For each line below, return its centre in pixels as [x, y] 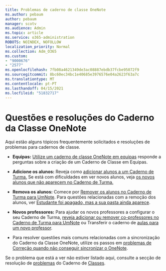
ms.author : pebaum [24, 14]
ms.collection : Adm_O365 [31, 51]
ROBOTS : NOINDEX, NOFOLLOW [33, 42]
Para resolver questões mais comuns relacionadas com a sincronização [86, 238]
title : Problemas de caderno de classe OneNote [56, 10]
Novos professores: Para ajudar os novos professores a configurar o [83, 212]
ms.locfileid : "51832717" [32, 93]
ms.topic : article [24, 33]
